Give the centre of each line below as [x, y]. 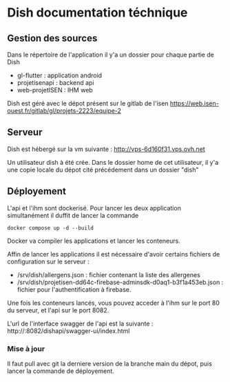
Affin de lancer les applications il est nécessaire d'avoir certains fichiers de [114, 254]
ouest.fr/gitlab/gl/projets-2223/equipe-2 [64, 111]
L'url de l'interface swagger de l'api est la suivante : [80, 323]
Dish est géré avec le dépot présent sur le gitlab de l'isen [88, 103]
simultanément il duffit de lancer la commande [73, 215]
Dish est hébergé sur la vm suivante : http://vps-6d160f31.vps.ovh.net [106, 149]
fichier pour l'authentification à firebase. [74, 289]
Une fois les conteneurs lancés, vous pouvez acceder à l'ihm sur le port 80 [114, 303]
